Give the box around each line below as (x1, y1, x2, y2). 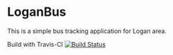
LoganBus (7, 4, 67, 20)
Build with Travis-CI (7, 40, 64, 48)
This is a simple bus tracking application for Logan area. (7, 27, 167, 35)
